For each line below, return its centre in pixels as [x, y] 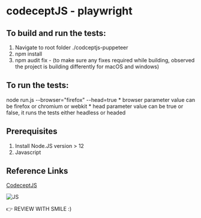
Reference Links [37, 171]
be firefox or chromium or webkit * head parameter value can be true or [95, 106]
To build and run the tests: [56, 33]
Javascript [28, 152]
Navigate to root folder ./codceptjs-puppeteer [71, 47]
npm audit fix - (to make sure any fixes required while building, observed [105, 60]
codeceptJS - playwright [70, 11]
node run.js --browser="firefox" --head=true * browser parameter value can [101, 99]
